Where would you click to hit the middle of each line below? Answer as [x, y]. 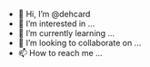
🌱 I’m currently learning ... [66, 33]
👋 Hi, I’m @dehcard [54, 14]
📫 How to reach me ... [60, 53]
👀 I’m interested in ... [56, 24]
